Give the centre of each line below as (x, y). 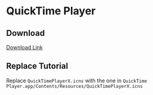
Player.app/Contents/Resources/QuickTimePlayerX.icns (75, 86)
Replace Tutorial (37, 66)
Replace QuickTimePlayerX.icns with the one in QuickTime (77, 80)
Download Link (25, 47)
